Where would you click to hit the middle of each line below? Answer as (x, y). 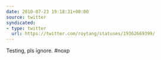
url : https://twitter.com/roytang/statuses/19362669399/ (83, 34)
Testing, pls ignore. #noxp (38, 50)
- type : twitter (26, 28)
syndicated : (21, 23)
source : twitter (26, 17)
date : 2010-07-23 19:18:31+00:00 (48, 12)
